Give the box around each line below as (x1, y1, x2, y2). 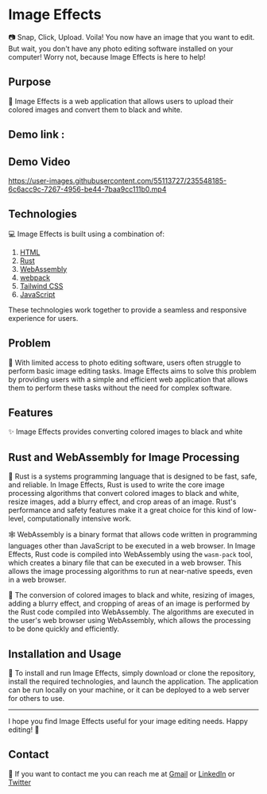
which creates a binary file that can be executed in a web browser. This (8, 558, 242, 567)
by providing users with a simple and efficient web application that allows (8, 374, 249, 384)
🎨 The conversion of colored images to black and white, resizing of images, (8, 591, 256, 600)
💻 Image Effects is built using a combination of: (8, 229, 165, 238)
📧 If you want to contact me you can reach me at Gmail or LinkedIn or (8, 769, 235, 778)
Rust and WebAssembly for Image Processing (8, 451, 240, 464)
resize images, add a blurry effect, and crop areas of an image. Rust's (8, 497, 237, 506)
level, (8, 514, 26, 524)
